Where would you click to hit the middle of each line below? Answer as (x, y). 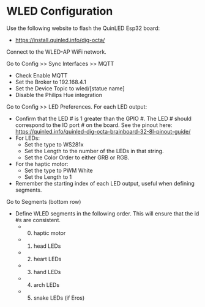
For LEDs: (27, 138)
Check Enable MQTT (41, 75)
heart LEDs (47, 259)
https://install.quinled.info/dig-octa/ (60, 40)
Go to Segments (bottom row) (44, 201)
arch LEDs (47, 284)
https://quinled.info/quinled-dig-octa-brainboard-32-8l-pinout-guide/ (103, 131)
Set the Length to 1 (48, 177)
